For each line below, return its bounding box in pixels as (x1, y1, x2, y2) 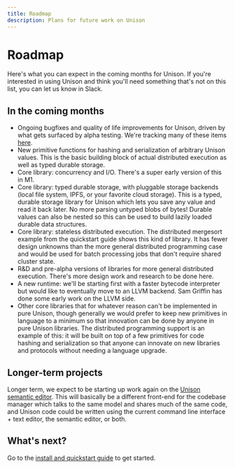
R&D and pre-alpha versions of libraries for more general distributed (17, 265, 214, 273)
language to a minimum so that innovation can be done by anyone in (17, 317, 215, 325)
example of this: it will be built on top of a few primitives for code (17, 331, 205, 340)
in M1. (17, 175, 35, 184)
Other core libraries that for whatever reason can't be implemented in (17, 302, 218, 310)
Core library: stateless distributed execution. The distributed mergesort (17, 228, 222, 236)
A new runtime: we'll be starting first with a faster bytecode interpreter (17, 280, 220, 288)
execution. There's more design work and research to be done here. (17, 272, 214, 280)
